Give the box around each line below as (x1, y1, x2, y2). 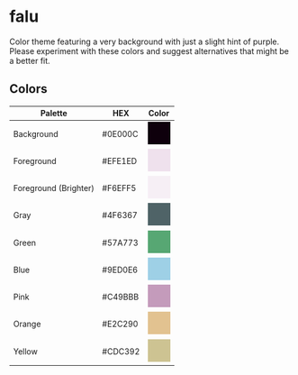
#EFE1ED (102, 155, 138, 166)
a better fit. (9, 55, 51, 66)
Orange (13, 318, 41, 330)
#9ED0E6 (102, 264, 138, 275)
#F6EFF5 (102, 183, 137, 193)
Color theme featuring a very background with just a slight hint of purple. (9, 36, 280, 47)
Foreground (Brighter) (13, 183, 95, 193)
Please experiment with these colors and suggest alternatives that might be (9, 45, 290, 56)
